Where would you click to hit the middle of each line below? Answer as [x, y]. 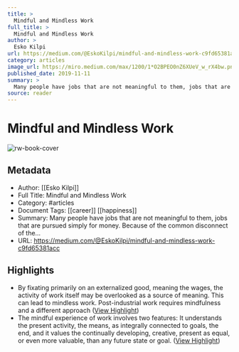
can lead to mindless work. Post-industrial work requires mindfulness [119, 302]
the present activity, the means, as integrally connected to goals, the [118, 325]
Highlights [31, 271]
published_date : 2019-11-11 [49, 73]
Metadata [29, 170]
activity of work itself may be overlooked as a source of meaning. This [121, 295]
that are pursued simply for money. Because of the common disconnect [123, 225]
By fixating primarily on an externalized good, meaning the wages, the [121, 287]
